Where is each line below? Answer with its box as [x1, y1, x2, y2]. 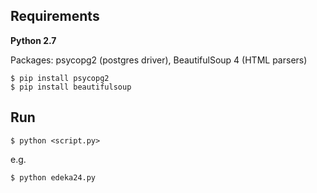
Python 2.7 [10, 34, 57, 46]
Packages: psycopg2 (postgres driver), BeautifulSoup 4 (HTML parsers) [10, 54, 308, 66]
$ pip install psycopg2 [10, 73, 110, 83]
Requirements [10, 8, 100, 25]
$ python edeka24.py [10, 172, 97, 183]
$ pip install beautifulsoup [10, 82, 132, 92]
